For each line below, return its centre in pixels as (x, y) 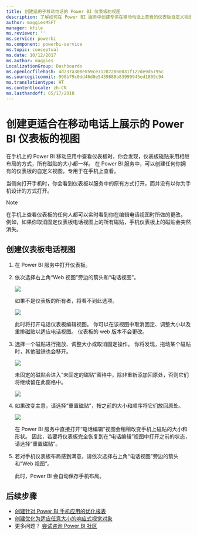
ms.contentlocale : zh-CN (36, 88)
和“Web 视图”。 (33, 463)
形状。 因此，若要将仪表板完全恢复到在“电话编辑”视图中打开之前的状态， (102, 436)
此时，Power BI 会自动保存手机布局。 (60, 476)
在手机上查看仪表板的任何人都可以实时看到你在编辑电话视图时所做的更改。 (96, 214)
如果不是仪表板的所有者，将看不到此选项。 (66, 300)
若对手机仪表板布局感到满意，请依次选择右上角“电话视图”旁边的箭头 (96, 456)
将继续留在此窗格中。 (40, 382)
